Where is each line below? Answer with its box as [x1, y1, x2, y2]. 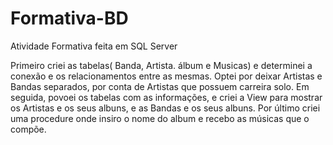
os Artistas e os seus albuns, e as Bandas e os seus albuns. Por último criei [10, 102, 321, 114]
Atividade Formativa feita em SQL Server [10, 40, 178, 52]
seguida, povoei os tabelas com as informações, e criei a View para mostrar [10, 91, 323, 103]
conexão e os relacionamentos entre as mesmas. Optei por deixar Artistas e [10, 70, 323, 82]
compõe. [10, 123, 47, 135]
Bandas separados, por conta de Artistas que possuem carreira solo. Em [10, 80, 310, 92]
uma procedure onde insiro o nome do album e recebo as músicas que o [10, 112, 310, 124]
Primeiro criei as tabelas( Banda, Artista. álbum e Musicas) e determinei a [10, 59, 313, 71]
